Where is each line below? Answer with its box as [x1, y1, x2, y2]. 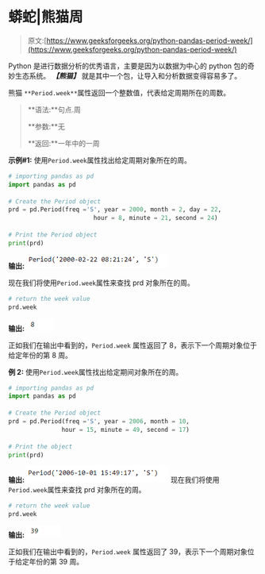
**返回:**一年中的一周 [27, 138, 100, 148]
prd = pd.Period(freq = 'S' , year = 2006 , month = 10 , [8, 418, 190, 426]
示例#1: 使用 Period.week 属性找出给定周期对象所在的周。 [8, 155, 192, 164]
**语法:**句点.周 [27, 105, 81, 114]
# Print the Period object [8, 231, 98, 239]
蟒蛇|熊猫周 [8, 8, 83, 26]
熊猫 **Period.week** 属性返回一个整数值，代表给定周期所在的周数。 [8, 87, 231, 97]
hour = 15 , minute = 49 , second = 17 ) [61, 426, 190, 433]
